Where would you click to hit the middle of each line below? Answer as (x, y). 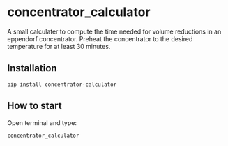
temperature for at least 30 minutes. (59, 46)
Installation (32, 68)
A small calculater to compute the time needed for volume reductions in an (114, 31)
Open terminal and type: (42, 122)
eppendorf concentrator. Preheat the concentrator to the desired (100, 38)
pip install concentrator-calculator (62, 85)
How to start (35, 106)
